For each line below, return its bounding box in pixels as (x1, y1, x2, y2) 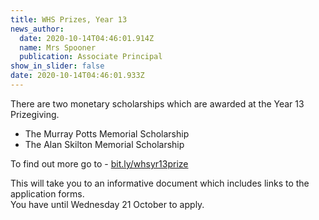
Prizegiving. (10, 108, 60, 120)
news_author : (10, 24, 65, 34)
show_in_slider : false (10, 61, 105, 71)
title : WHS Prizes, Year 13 (10, 14, 128, 25)
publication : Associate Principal (19, 52, 163, 62)
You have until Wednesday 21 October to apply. (10, 198, 205, 210)
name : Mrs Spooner (19, 42, 97, 53)
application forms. (10, 187, 85, 200)
